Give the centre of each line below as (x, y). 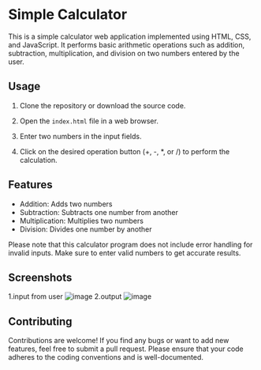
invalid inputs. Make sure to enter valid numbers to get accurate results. (125, 253)
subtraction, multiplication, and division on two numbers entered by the (124, 53)
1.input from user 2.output (65, 296)
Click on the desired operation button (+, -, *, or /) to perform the (125, 151)
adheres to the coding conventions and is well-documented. (106, 357)
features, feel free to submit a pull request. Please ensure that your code (126, 349)
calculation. (38, 160)
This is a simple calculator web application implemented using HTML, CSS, (130, 36)
